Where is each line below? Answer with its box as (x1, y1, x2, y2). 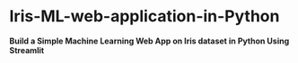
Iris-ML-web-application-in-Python (9, 6, 280, 27)
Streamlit (9, 44, 45, 55)
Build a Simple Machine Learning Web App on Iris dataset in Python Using (9, 35, 290, 46)
